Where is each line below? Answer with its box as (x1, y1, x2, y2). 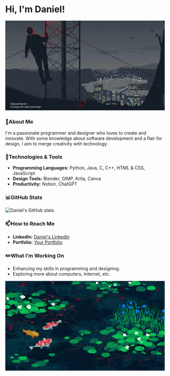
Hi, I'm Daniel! (5, 4, 65, 15)
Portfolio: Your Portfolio (12, 239, 63, 245)
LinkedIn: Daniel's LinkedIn (12, 234, 70, 240)
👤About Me (5, 118, 34, 125)
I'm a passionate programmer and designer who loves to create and (5, 130, 147, 136)
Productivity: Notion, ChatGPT (12, 181, 77, 187)
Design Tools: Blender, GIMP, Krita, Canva (12, 176, 101, 182)
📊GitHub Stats (5, 194, 43, 201)
